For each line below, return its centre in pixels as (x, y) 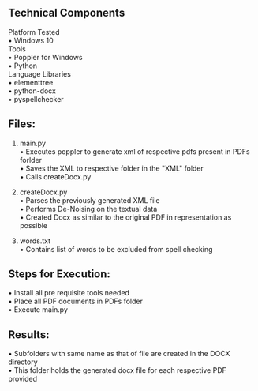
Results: (29, 335)
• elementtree (31, 82)
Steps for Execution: (59, 274)
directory (23, 362)
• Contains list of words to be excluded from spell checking (116, 249)
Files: (22, 124)
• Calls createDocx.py (55, 176)
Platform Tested (34, 32)
